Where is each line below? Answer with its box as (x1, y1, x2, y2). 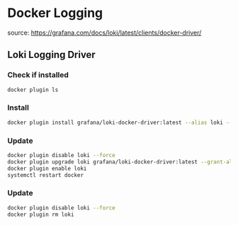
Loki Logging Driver (7, 49, 96, 61)
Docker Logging (7, 5, 103, 21)
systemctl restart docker (7, 171, 84, 178)
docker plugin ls (7, 86, 59, 93)
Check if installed (7, 70, 69, 80)
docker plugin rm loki (7, 211, 74, 218)
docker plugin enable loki (7, 165, 87, 172)
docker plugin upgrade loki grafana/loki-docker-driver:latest (7, 158, 198, 166)
